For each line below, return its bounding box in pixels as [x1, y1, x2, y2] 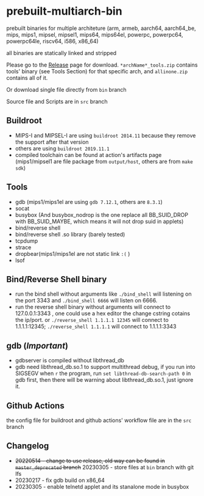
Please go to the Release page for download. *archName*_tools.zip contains [6, 61, 198, 68]
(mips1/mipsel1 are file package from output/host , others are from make [15, 158, 193, 165]
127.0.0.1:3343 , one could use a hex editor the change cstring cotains [15, 310, 191, 317]
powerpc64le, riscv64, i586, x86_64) [6, 37, 99, 45]
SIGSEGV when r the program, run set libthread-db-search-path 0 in [15, 370, 191, 377]
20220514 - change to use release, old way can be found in [15, 457, 166, 464]
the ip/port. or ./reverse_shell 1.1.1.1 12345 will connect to [15, 316, 169, 324]
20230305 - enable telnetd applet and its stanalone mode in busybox [15, 483, 189, 490]
